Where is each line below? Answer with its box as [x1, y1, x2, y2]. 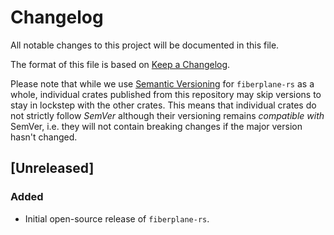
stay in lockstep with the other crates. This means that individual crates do [10, 99, 317, 111]
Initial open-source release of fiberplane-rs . [24, 212, 210, 225]
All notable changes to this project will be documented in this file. [10, 39, 280, 51]
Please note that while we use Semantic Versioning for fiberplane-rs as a [10, 77, 315, 90]
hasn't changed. [10, 131, 78, 143]
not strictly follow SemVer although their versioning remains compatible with [10, 109, 325, 121]
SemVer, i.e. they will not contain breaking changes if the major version [10, 120, 303, 132]
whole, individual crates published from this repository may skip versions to [10, 88, 322, 100]
